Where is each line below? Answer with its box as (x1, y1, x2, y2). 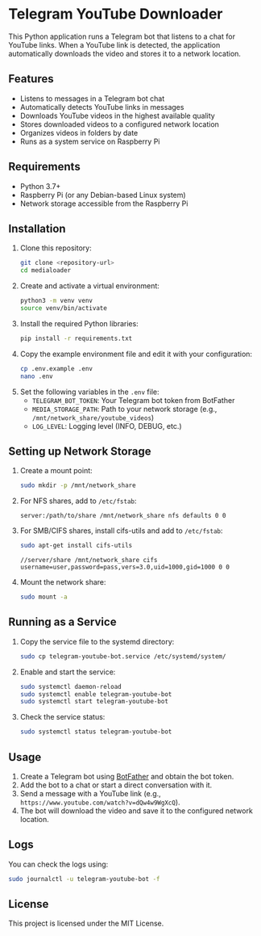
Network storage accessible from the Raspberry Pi (19, 199, 188, 208)
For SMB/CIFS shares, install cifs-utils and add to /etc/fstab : (19, 526, 223, 535)
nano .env (19, 372, 54, 380)
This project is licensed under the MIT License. (8, 918, 164, 929)
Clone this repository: (19, 243, 92, 253)
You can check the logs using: (8, 859, 109, 869)
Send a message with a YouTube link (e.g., (19, 788, 161, 798)
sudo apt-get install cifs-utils (19, 542, 133, 550)
